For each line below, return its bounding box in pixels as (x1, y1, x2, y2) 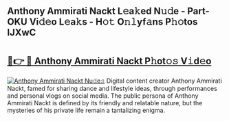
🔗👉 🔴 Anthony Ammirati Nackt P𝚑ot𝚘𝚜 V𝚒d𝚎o (7, 55, 212, 67)
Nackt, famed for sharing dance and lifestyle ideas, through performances (7, 85, 218, 92)
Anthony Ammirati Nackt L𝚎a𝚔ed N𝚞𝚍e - (7, 5, 186, 17)
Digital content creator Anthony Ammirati (106, 77, 222, 85)
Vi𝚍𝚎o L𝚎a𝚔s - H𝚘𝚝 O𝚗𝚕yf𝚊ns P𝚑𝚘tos (29, 16, 198, 28)
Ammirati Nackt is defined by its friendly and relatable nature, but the (7, 99, 203, 107)
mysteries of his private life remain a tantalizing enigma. (7, 106, 166, 114)
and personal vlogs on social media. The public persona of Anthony (7, 92, 199, 100)
